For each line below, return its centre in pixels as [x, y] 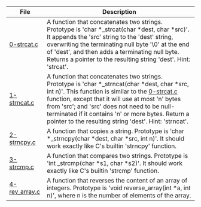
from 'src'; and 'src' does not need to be [103, 106]
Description [119, 12]
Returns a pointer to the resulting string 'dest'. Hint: [118, 59]
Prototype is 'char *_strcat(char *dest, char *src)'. [118, 29]
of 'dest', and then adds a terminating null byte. [113, 52]
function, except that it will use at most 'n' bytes [114, 99]
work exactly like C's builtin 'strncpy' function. [112, 146]
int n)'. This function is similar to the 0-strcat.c [112, 91]
